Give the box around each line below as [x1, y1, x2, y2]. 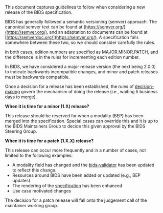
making [5, 89, 21, 94]
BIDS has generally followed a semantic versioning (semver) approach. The [5, 19, 157, 24]
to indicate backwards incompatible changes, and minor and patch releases [5, 69, 158, 75]
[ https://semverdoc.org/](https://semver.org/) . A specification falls [5, 34, 139, 40]
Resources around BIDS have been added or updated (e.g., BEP [12, 172, 141, 178]
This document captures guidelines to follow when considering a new [5, 4, 145, 10]
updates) [12, 178, 31, 183]
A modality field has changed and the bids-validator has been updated [12, 162, 155, 168]
